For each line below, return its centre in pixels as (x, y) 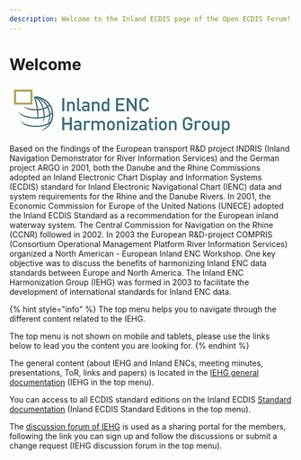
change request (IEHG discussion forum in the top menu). (116, 446)
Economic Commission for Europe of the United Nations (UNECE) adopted (147, 206)
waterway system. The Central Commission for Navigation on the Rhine (142, 225)
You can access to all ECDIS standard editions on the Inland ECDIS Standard (150, 399)
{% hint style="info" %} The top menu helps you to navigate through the (143, 309)
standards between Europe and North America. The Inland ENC (127, 272)
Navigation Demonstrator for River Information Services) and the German (145, 158)
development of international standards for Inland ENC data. (120, 291)
